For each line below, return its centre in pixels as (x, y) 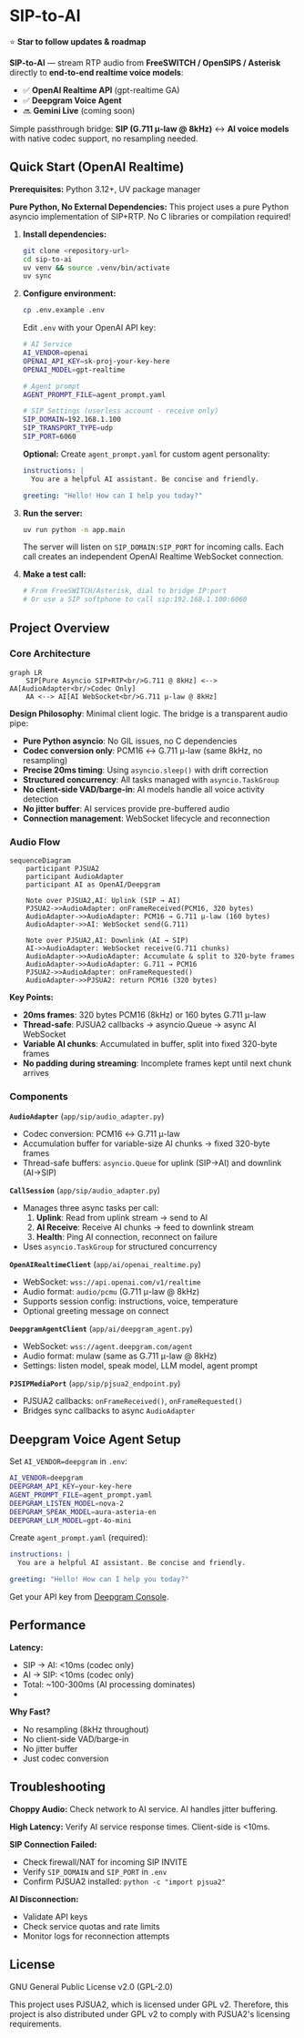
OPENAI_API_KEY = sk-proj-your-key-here (96, 361)
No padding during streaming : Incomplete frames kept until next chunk (157, 1063)
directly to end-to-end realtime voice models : (96, 72)
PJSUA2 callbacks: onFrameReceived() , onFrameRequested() (132, 1401)
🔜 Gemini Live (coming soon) (79, 110)
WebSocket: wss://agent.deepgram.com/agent (107, 1347)
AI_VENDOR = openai (56, 353)
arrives (36, 1073)
